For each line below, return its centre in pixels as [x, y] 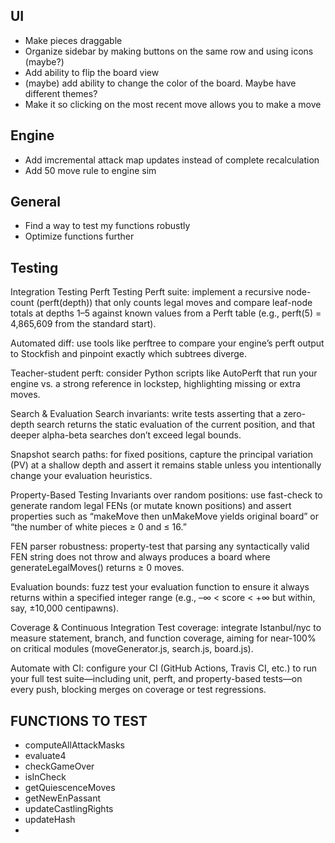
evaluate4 [45, 756]
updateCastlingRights [69, 809]
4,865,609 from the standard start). [83, 324]
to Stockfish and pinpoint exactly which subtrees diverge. [129, 354]
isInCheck [45, 777]
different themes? [61, 93]
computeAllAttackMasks [75, 745]
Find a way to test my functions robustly [107, 226]
